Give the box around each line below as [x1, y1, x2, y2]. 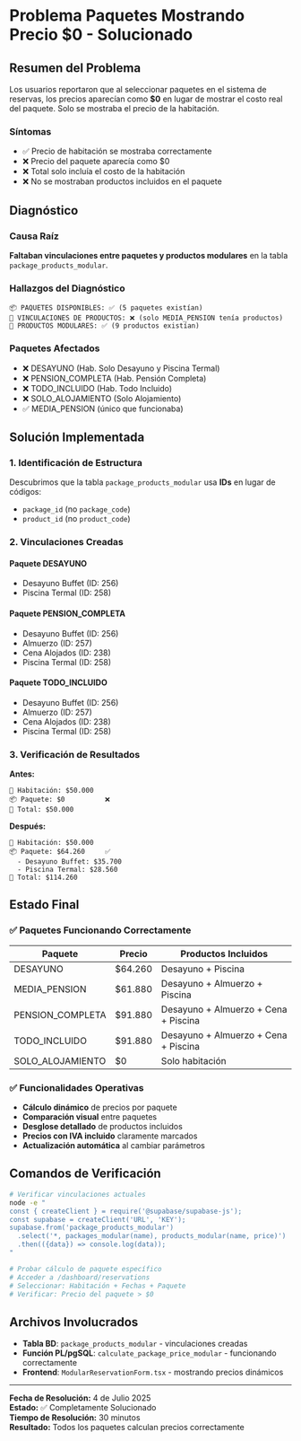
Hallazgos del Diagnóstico [9, 282, 125, 294]
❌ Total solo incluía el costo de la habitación [21, 166, 185, 177]
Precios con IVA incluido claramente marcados [21, 1130, 198, 1141]
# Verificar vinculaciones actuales [9, 1190, 146, 1199]
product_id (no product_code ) [21, 514, 132, 524]
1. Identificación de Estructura [9, 456, 143, 469]
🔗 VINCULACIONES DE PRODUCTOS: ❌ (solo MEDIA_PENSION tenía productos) [9, 313, 284, 323]
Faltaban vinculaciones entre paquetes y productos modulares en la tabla [9, 250, 288, 260]
